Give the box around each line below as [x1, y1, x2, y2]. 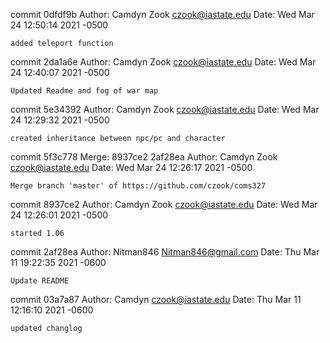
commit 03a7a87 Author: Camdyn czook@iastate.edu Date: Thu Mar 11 [10, 294, 302, 305]
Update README [10, 276, 70, 286]
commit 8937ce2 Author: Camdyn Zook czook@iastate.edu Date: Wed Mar [10, 199, 318, 210]
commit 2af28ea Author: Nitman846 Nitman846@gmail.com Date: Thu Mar [10, 246, 320, 258]
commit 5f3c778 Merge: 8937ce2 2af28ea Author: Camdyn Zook [10, 151, 278, 163]
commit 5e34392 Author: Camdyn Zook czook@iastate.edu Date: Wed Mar [10, 104, 320, 115]
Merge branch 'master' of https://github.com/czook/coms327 [10, 181, 267, 191]
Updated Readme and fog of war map [10, 86, 159, 96]
